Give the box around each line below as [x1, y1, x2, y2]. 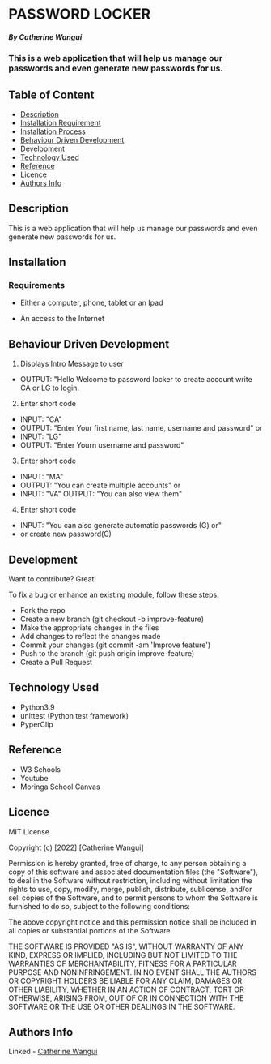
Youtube [19, 773, 49, 783]
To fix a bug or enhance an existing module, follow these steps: [8, 590, 220, 600]
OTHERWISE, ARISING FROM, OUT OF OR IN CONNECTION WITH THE [8, 993, 244, 1002]
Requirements [8, 280, 66, 291]
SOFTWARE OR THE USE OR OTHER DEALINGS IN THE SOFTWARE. [8, 1002, 235, 1011]
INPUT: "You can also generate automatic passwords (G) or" [19, 521, 222, 530]
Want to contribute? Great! [8, 574, 97, 584]
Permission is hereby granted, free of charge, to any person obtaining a [8, 858, 247, 868]
